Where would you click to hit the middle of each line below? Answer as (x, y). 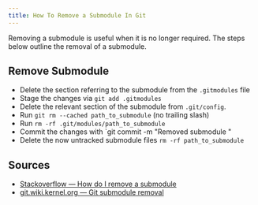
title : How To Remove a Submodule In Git (77, 15)
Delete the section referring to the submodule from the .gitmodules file (135, 90)
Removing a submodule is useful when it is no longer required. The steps (127, 38)
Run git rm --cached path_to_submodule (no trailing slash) (114, 115)
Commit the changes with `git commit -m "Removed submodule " (125, 132)
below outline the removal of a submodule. (78, 46)
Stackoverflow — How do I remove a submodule (98, 184)
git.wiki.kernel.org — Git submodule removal (92, 192)
